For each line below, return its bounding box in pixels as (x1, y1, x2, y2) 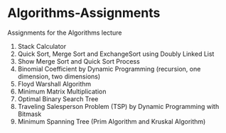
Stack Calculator (17, 42, 67, 50)
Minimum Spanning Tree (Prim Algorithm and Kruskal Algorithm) (17, 117, 206, 125)
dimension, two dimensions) (17, 72, 101, 81)
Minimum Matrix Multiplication (17, 87, 107, 96)
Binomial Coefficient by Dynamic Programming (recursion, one (17, 64, 201, 73)
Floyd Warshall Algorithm (17, 79, 92, 88)
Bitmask (17, 110, 42, 118)
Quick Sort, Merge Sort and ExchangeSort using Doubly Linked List (17, 50, 215, 58)
